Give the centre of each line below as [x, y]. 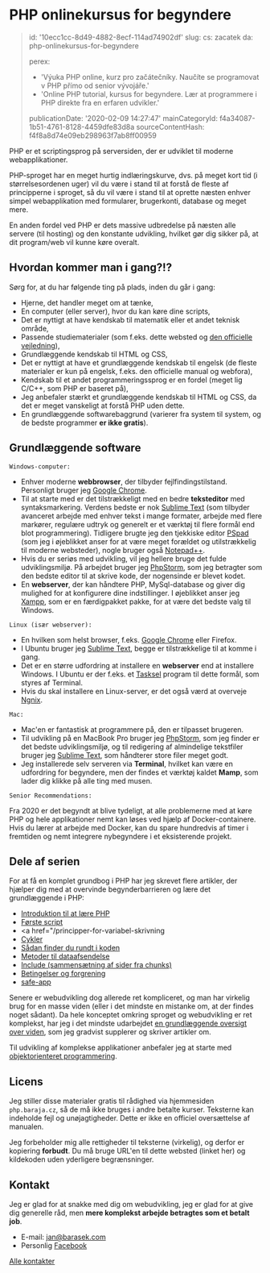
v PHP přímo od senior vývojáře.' [95, 85]
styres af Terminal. [52, 682]
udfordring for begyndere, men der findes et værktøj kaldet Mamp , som [139, 772]
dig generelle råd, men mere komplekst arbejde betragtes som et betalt [129, 1213]
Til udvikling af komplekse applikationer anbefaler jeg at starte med [121, 1048]
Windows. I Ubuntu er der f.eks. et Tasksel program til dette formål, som [140, 674]
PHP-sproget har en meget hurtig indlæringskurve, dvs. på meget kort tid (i [133, 175]
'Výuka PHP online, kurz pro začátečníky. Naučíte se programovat [150, 77]
